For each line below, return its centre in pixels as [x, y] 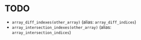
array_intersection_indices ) [41, 32]
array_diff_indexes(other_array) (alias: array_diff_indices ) [74, 22]
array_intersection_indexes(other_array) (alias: [61, 27]
